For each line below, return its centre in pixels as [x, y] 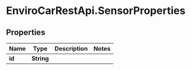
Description [71, 49]
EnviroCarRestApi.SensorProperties [96, 11]
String [40, 58]
